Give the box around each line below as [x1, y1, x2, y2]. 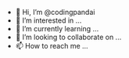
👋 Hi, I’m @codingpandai [15, 8, 95, 16]
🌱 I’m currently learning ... [15, 24, 99, 33]
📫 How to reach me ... [15, 42, 88, 50]
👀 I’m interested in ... [15, 16, 82, 25]
